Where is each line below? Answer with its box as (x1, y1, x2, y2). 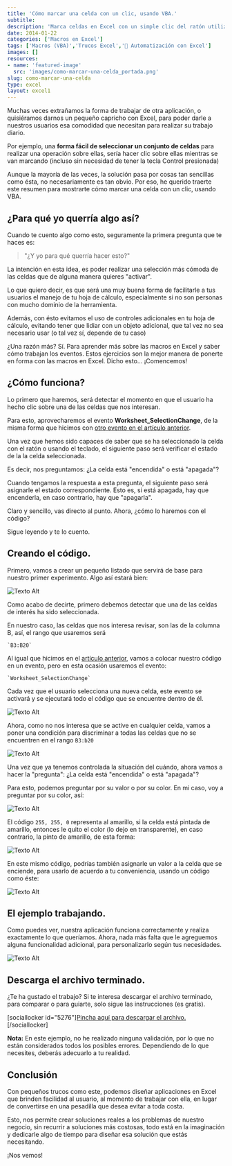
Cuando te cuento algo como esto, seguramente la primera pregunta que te (7, 230, 222, 239)
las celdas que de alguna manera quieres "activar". (7, 272, 152, 281)
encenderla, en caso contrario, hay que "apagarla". (7, 493, 153, 501)
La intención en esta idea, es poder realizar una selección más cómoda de (7, 265, 219, 273)
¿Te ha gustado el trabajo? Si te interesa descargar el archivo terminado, (7, 993, 213, 1001)
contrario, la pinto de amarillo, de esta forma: (7, 833, 135, 841)
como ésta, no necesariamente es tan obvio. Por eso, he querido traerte (7, 177, 212, 186)
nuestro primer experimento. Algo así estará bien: (7, 573, 148, 582)
